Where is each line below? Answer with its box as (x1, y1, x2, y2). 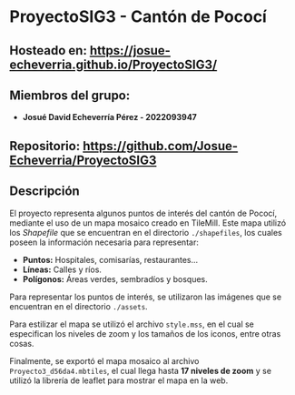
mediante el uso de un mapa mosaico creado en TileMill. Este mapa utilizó (9, 217, 287, 228)
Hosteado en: (9, 43, 88, 58)
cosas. (9, 338, 34, 349)
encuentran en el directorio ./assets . (9, 300, 148, 311)
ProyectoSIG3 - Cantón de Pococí (9, 6, 268, 27)
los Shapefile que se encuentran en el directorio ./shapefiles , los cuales (9, 227, 283, 238)
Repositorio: (9, 138, 81, 154)
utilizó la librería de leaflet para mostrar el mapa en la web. (9, 375, 229, 386)
